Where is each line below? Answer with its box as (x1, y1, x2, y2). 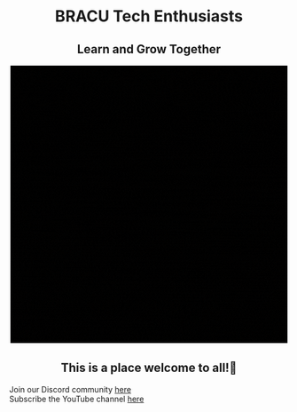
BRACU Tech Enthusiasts (54, 6, 244, 27)
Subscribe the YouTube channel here (9, 393, 145, 404)
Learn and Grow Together (76, 42, 222, 57)
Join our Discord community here (9, 384, 131, 394)
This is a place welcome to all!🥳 (60, 360, 238, 376)
